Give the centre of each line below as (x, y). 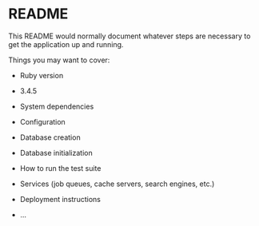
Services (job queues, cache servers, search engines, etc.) (117, 184)
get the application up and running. (66, 44)
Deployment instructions (60, 199)
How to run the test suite (60, 168)
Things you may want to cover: (59, 60)
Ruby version (42, 75)
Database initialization (56, 153)
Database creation (50, 137)
